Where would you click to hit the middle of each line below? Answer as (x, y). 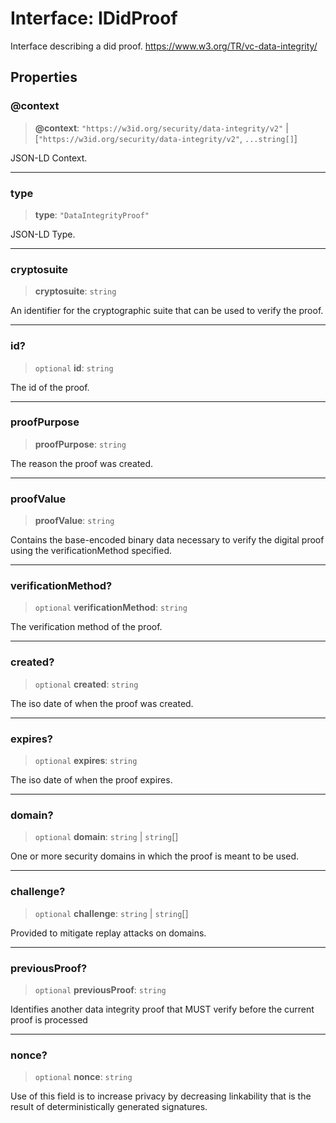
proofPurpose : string (80, 444)
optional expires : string (86, 760)
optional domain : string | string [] (106, 837)
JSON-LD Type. (43, 234)
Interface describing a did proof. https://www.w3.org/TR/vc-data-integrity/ (164, 46)
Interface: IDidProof (94, 18)
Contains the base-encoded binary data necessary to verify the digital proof (167, 540)
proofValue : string (74, 521)
